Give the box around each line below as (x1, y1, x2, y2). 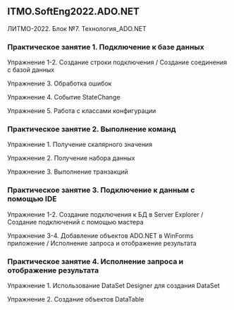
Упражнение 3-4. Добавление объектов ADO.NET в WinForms (7, 231, 194, 239)
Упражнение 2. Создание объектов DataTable (7, 295, 144, 303)
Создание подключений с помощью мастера (7, 217, 144, 226)
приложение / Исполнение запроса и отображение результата (7, 239, 197, 247)
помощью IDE (7, 194, 57, 204)
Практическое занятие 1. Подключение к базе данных (7, 42, 204, 52)
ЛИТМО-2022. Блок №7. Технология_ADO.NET (7, 24, 147, 32)
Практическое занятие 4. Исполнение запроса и (7, 256, 184, 266)
